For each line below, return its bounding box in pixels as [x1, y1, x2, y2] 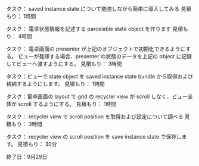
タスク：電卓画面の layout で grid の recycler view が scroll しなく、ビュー [6, 93, 188, 100]
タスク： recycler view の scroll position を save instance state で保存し [6, 133, 182, 140]
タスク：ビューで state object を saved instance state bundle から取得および [6, 73, 194, 80]
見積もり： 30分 [17, 140, 57, 148]
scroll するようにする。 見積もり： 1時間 [17, 101, 117, 107]
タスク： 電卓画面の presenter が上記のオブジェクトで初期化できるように [6, 45, 186, 52]
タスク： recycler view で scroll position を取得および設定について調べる [6, 113, 184, 120]
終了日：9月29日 [6, 154, 48, 160]
